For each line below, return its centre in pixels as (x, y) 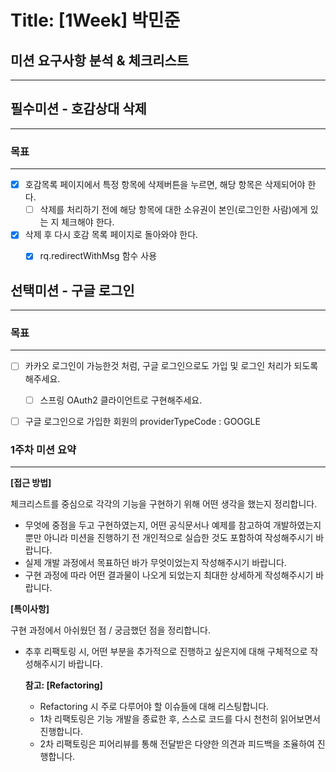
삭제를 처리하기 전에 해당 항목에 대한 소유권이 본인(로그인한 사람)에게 (173, 210)
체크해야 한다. (88, 222)
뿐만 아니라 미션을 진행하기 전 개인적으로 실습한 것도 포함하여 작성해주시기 (169, 537)
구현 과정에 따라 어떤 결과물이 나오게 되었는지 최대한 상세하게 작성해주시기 (169, 575)
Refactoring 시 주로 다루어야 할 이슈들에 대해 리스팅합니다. (154, 706)
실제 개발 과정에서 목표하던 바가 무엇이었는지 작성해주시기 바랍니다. (155, 562)
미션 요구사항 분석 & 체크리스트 (100, 60)
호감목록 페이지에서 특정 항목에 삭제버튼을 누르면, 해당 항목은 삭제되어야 (165, 185)
